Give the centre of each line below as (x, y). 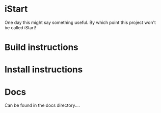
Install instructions (44, 70)
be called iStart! (21, 27)
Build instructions (41, 47)
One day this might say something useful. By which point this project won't (80, 22)
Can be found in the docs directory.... (42, 105)
